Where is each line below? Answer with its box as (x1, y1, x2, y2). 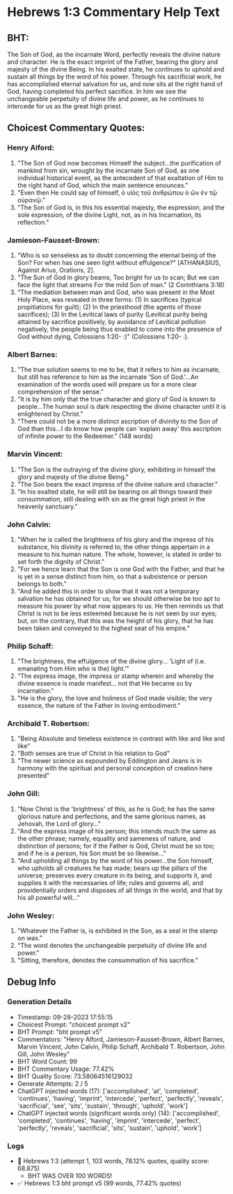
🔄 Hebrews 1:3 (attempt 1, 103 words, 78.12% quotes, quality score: (17, 1157, 210, 1165)
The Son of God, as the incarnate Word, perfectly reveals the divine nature (7, 50, 221, 58)
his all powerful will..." (17, 893, 80, 901)
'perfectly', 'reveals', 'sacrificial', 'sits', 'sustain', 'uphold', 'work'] (17, 1124, 202, 1132)
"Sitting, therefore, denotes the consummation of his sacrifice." (17, 956, 198, 965)
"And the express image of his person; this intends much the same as (17, 827, 217, 835)
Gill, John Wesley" (17, 1049, 70, 1058)
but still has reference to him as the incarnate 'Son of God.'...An (17, 373, 199, 381)
